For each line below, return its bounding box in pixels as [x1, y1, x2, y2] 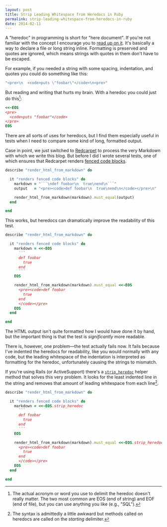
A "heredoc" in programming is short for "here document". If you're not [5, 35, 151, 41]
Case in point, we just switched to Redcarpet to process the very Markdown [5, 148, 161, 154]
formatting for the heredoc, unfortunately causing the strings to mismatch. [5, 359, 158, 365]
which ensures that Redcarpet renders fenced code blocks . [5, 158, 127, 164]
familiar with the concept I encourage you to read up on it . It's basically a [5, 40, 155, 46]
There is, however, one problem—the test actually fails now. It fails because [5, 344, 160, 350]
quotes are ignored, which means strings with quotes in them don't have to [5, 51, 159, 57]
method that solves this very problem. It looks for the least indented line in [5, 374, 157, 380]
